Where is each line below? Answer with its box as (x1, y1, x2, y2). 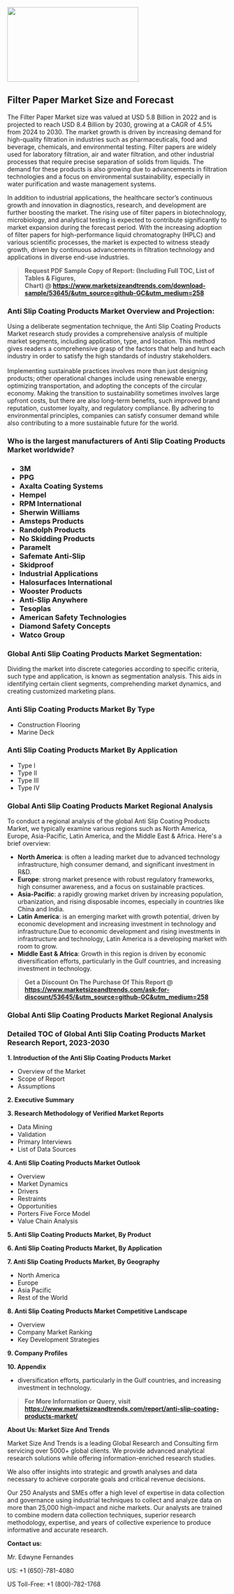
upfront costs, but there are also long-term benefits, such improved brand (7, 396, 220, 405)
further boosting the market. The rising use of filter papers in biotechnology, (7, 208, 227, 216)
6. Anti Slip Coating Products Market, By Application (7, 1244, 162, 1252)
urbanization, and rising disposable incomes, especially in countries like (17, 897, 225, 906)
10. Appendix (7, 1362, 47, 1371)
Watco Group (19, 630, 65, 640)
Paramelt (19, 543, 51, 552)
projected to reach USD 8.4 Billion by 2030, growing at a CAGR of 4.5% (7, 120, 213, 129)
